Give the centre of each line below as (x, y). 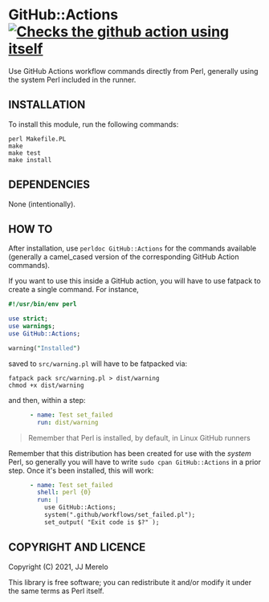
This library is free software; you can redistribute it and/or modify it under (130, 582)
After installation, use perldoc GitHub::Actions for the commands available (132, 248)
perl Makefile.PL (37, 139)
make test (25, 153)
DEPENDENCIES (49, 185)
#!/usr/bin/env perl (43, 304)
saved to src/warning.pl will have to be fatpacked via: (98, 364)
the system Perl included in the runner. (72, 79)
